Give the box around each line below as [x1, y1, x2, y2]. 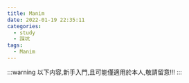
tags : [7, 42, 23, 49]
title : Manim [7, 10, 45, 17]
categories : [7, 23, 42, 29]
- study [13, 29, 36, 36]
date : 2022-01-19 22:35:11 [7, 16, 85, 23]
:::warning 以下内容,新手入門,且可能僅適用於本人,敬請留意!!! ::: [7, 68, 182, 76]
